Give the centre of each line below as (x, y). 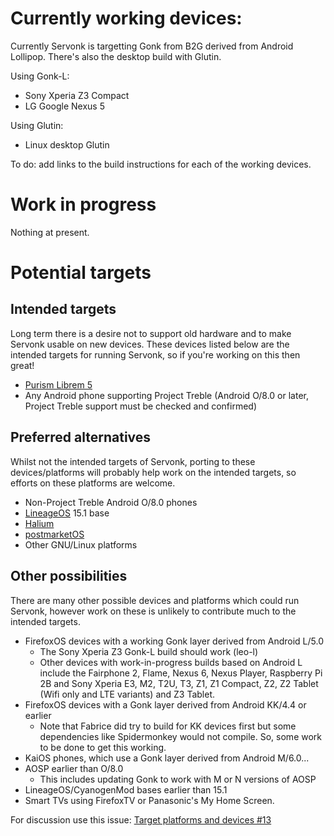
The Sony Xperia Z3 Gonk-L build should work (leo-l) (149, 651)
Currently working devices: (126, 18)
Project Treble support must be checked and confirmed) (141, 406)
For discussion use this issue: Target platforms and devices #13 (141, 819)
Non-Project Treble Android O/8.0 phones (111, 502)
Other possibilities (69, 576)
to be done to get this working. (103, 747)
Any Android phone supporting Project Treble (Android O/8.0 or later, (167, 395)
